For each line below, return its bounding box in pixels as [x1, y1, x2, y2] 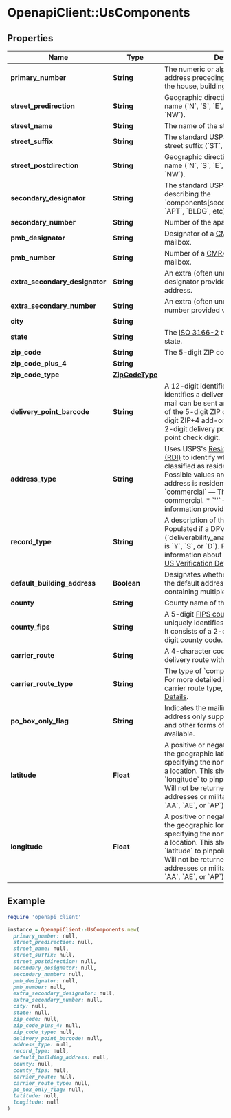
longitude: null [13, 1099, 60, 1106]
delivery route [164, 655, 210, 664]
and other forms [164, 721, 217, 729]
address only [164, 712, 206, 721]
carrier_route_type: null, [13, 1079, 91, 1086]
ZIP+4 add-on [179, 415, 227, 425]
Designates [164, 570, 201, 579]
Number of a [164, 249, 205, 258]
